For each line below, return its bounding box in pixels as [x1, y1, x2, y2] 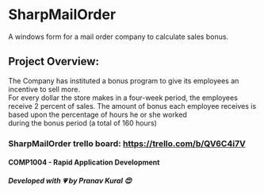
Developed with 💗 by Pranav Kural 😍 [8, 176, 132, 185]
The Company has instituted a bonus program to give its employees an [8, 75, 239, 85]
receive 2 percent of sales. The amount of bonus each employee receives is [8, 101, 257, 110]
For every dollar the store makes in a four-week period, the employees [8, 93, 238, 102]
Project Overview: [8, 55, 99, 68]
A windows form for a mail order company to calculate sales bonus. [8, 32, 228, 41]
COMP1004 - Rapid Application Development [8, 157, 160, 168]
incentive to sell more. [8, 84, 81, 94]
